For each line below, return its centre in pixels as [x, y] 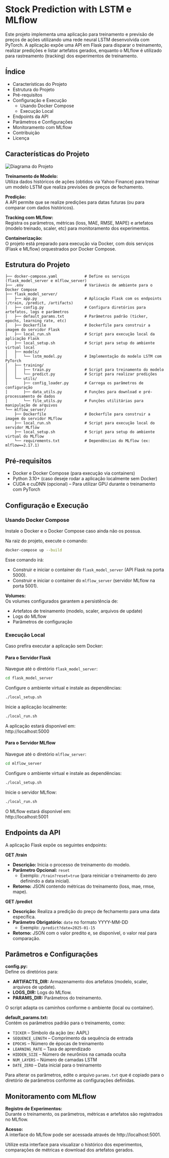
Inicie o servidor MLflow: [31, 792]
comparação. [26, 938]
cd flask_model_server [29, 678]
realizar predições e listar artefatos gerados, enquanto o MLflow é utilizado [83, 50]
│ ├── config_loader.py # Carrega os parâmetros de [74, 383]
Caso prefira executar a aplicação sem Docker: [54, 646]
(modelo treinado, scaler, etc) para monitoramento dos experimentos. [78, 228]
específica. [24, 917]
